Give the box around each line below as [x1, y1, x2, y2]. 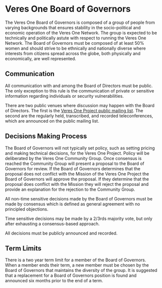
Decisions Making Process [5, 132, 87, 141]
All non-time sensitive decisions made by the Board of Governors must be [5, 196, 153, 201]
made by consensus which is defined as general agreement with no [5, 201, 140, 207]
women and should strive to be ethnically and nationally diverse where [5, 45, 146, 51]
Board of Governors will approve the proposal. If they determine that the [5, 176, 149, 182]
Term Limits [5, 244, 42, 252]
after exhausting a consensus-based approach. [5, 220, 100, 227]
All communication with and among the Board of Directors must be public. [5, 83, 153, 89]
